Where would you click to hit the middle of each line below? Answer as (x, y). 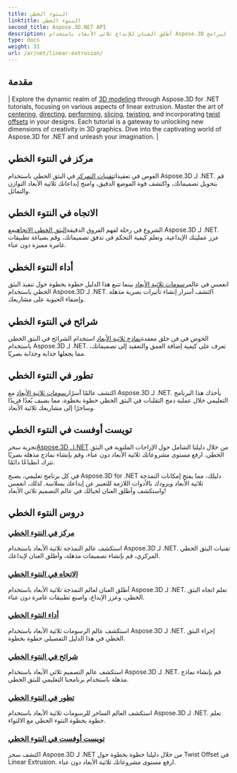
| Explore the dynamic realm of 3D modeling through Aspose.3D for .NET (114, 99)
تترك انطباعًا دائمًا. (32, 462)
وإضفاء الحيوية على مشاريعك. (47, 299)
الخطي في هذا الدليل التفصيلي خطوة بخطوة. (67, 638)
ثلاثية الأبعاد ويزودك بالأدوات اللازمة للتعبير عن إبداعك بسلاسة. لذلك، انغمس (106, 483)
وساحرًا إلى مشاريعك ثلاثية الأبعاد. (52, 408)
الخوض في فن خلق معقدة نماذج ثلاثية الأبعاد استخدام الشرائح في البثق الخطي (108, 338)
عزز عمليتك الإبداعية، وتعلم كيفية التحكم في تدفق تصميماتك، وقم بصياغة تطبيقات (114, 237)
